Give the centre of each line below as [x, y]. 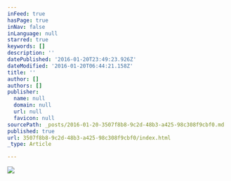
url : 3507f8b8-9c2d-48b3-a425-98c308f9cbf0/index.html [89, 138]
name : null [29, 99]
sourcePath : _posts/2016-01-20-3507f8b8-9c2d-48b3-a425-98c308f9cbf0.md [116, 125]
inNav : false [26, 27]
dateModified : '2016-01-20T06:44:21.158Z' [70, 66]
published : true [31, 131]
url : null [28, 112]
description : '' [31, 53]
